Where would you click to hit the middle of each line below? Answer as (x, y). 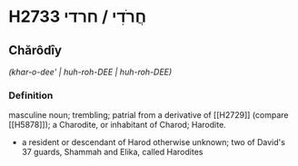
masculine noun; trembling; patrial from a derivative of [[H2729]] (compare (149, 115)
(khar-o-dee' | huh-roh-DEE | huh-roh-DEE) (90, 72)
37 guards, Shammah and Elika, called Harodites (112, 152)
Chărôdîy (35, 50)
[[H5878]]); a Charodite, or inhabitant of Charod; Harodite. (117, 125)
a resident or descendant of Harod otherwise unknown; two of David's (153, 142)
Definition (31, 95)
